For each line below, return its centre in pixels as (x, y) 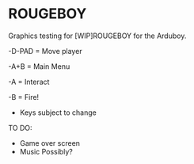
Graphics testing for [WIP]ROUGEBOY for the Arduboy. (97, 36)
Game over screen (50, 143)
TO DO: (21, 128)
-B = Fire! (24, 97)
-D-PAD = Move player (45, 51)
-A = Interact (29, 82)
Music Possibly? (46, 151)
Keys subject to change (58, 113)
